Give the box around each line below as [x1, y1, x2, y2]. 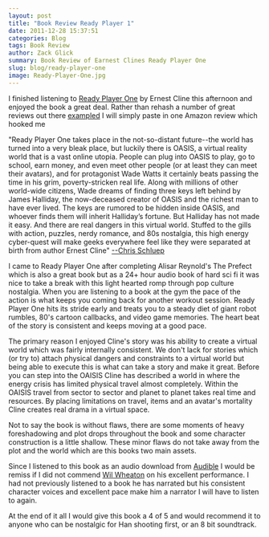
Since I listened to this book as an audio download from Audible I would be [8, 461, 255, 470]
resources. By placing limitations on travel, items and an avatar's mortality [8, 396, 253, 405]
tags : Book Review [8, 42, 70, 50]
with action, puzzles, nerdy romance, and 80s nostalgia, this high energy [8, 228, 249, 238]
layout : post [8, 11, 52, 20]
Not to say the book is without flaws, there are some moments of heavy [8, 420, 245, 429]
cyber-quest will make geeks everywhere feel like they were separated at [8, 237, 251, 246]
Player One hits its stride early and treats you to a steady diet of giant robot [8, 303, 257, 313]
